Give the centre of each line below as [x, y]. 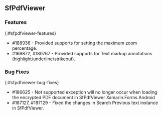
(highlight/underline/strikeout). [44, 59]
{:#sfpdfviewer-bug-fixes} [32, 82]
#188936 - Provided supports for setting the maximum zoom [74, 43]
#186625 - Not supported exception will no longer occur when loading [85, 92]
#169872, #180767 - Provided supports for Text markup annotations [82, 53]
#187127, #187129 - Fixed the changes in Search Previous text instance [85, 103]
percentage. [25, 48]
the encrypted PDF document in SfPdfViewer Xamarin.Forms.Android [83, 97]
